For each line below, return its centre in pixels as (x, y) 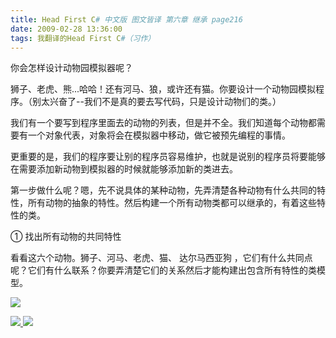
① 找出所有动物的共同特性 (66, 237)
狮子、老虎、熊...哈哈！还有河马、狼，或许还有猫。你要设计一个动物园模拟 (163, 89)
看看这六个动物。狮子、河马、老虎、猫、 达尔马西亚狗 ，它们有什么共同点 (161, 258)
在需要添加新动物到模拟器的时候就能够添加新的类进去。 (124, 169)
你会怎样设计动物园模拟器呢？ (71, 68)
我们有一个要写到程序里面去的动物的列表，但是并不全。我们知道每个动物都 (163, 123)
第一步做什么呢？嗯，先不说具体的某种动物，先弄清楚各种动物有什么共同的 (163, 190)
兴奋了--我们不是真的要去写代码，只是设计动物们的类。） (165, 102)
